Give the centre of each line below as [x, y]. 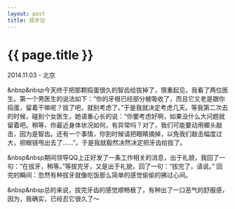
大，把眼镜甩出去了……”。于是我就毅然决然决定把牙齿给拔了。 [97, 143]
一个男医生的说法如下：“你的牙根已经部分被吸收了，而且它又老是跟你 [126, 99]
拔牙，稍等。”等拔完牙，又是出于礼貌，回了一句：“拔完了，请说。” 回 [126, 166]
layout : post [26, 14]
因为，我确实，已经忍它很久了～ [53, 199]
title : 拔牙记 [26, 20]
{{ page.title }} [51, 55]
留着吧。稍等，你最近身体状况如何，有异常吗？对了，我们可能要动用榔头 [112, 125]
